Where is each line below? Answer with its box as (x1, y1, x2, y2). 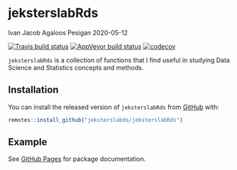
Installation (8, 84, 59, 96)
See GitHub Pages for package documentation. (8, 154, 146, 164)
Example (8, 136, 48, 148)
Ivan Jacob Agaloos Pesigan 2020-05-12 (8, 28, 128, 37)
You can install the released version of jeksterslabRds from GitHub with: (8, 103, 219, 111)
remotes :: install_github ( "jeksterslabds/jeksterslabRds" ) (8, 116, 183, 123)
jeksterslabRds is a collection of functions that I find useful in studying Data (8, 55, 230, 64)
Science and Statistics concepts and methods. (8, 63, 144, 72)
